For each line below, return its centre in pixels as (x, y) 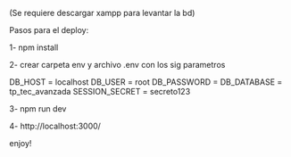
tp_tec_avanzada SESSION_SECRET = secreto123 (100, 91)
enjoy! (21, 143)
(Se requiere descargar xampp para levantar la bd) (102, 13)
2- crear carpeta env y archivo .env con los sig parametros (117, 65)
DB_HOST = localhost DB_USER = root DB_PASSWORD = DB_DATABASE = (146, 82)
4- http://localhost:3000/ (55, 126)
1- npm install (34, 47)
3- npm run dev (38, 109)
